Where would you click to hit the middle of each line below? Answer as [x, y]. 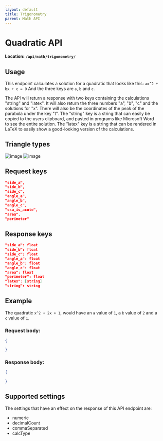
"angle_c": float [23, 268]
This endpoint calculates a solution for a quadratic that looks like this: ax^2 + [81, 83]
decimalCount [26, 423]
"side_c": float [21, 254]
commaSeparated [30, 428]
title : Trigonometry [26, 14]
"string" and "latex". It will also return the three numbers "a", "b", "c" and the [81, 103]
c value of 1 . [17, 318]
